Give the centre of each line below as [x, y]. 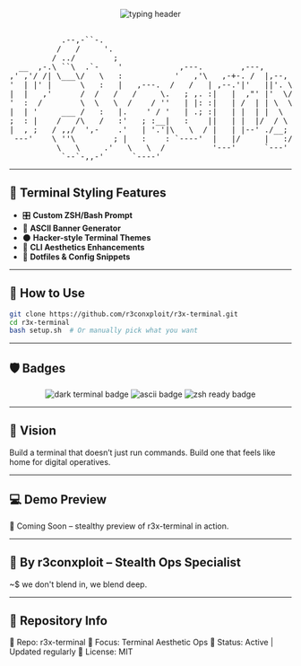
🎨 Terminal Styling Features [88, 193]
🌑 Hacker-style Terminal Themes [86, 237]
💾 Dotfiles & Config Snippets [76, 257]
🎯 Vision [33, 431]
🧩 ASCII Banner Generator [71, 228]
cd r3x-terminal [39, 322]
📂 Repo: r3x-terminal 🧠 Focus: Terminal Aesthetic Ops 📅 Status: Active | [142, 643]
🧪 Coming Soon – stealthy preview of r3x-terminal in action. [119, 526]
